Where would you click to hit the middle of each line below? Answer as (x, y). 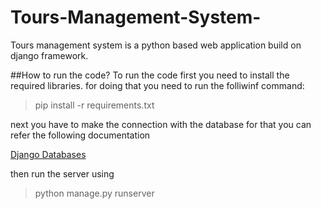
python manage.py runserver (94, 193)
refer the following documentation (80, 135)
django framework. (49, 55)
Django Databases (48, 154)
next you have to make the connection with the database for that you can (161, 124)
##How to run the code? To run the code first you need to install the (150, 75)
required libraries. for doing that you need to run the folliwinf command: (157, 85)
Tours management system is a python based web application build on (156, 45)
